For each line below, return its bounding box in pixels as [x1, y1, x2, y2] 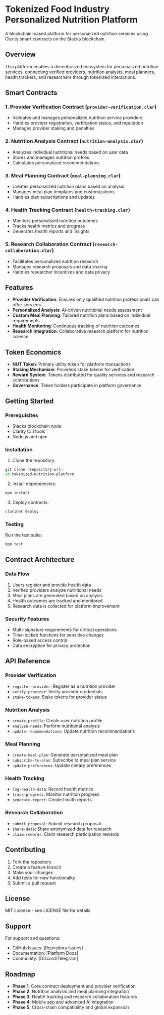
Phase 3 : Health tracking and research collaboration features [12, 994, 137, 1000]
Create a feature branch [12, 864, 61, 870]
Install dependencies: [12, 481, 56, 487]
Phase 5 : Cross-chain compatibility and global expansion [12, 1005, 129, 1011]
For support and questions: [5, 935, 60, 941]
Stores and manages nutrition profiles [12, 154, 90, 160]
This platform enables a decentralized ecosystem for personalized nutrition [5, 63, 159, 69]
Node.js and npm [12, 433, 48, 439]
